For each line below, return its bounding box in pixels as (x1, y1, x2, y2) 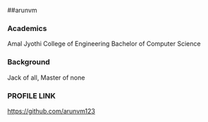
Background (7, 57, 51, 67)
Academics (7, 23, 47, 33)
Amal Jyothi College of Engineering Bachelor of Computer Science (7, 39, 201, 48)
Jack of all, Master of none (7, 73, 85, 82)
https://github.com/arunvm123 (7, 106, 95, 115)
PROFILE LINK (7, 91, 56, 101)
